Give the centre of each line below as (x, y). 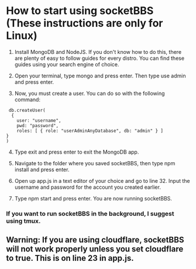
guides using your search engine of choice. (67, 64)
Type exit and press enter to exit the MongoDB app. (77, 152)
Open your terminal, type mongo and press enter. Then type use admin (100, 76)
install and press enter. (42, 169)
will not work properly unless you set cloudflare (95, 249)
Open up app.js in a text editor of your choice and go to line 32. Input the (102, 181)
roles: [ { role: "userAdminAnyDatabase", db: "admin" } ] (90, 131)
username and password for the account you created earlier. (87, 187)
